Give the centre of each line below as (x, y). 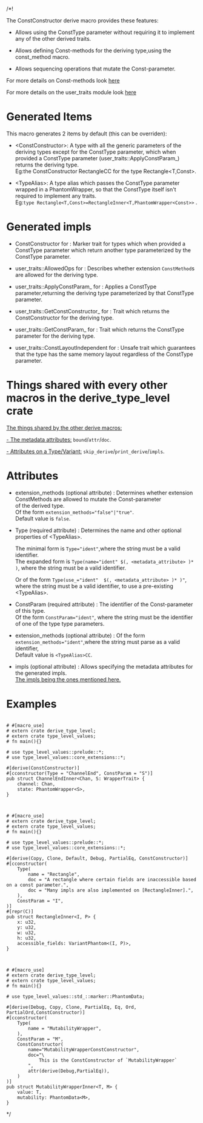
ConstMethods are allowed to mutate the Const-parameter (88, 499)
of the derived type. (40, 505)
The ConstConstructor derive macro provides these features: (82, 20)
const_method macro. (42, 57)
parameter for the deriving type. (55, 336)
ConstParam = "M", (40, 1039)
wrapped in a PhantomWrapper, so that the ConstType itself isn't (96, 189)
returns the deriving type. (47, 165)
